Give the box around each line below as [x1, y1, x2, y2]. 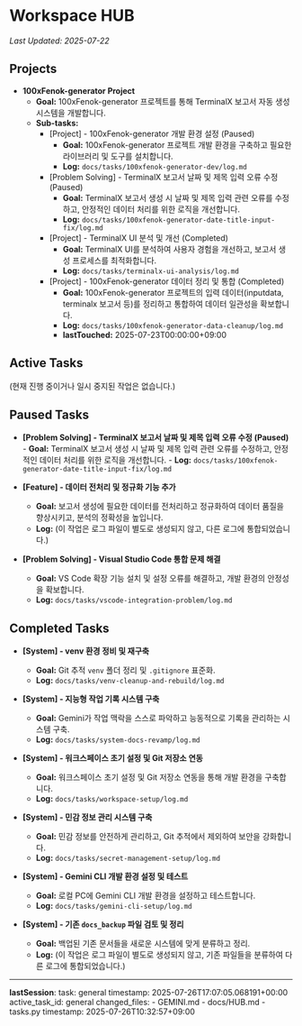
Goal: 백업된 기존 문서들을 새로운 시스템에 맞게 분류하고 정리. [35, 939, 251, 949]
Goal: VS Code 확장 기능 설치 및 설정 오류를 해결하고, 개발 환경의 [35, 573, 266, 584]
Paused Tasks [9, 407, 90, 422]
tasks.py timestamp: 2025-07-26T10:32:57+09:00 [9, 1006, 196, 1017]
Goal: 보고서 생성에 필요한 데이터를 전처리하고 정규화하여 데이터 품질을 [35, 501, 285, 512]
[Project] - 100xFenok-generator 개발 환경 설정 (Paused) [49, 128, 255, 139]
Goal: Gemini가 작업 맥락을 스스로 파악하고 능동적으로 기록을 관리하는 [35, 713, 281, 724]
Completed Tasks [9, 620, 110, 636]
